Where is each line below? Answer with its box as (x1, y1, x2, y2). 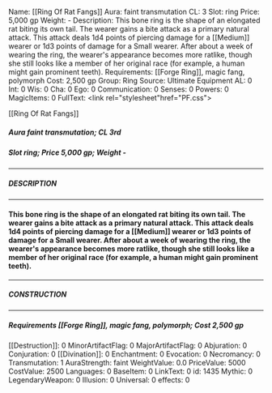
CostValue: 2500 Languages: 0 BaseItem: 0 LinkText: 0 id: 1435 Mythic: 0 (8, 366, 253, 376)
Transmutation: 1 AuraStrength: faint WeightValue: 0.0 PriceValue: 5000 (8, 358, 246, 368)
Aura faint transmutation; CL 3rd (8, 127, 121, 137)
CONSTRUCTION (8, 289, 67, 299)
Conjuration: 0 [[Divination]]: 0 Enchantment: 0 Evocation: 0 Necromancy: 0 (8, 349, 261, 359)
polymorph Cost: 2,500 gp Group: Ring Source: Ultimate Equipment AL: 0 (8, 76, 253, 85)
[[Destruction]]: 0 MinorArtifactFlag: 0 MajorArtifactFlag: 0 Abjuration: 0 (8, 340, 248, 351)
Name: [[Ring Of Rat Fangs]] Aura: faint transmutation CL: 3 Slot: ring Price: (8, 7, 261, 16)
